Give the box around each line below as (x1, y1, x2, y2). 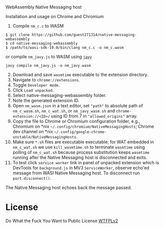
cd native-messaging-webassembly (10, 41, 78, 46)
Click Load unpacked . (12, 87, 54, 93)
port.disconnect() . (12, 175, 52, 181)
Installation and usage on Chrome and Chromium (5, 14, 104, 19)
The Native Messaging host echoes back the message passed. (5, 185, 132, 190)
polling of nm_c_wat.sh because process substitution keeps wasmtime (12, 150, 150, 155)
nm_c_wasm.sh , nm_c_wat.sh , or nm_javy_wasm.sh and (12, 108, 115, 114)
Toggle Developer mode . (12, 82, 60, 88)
